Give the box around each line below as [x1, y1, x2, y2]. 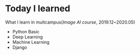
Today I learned [5, 3, 70, 14]
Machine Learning [12, 39, 50, 45]
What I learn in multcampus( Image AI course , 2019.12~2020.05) [5, 19, 136, 25]
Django [12, 44, 27, 50]
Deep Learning [12, 34, 43, 40]
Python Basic [12, 28, 40, 34]
